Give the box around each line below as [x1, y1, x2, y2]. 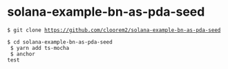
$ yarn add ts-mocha [10, 44, 70, 51]
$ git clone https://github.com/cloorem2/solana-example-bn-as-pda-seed [7, 27, 221, 33]
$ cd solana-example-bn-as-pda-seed [7, 38, 113, 45]
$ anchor [10, 51, 36, 57]
